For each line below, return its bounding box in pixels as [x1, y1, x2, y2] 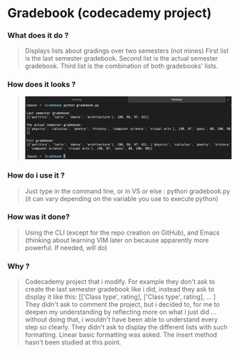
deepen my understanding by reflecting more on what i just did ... [24, 308, 217, 317]
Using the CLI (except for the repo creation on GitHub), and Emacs [24, 228, 220, 237]
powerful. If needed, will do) [24, 243, 108, 252]
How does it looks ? [7, 80, 76, 90]
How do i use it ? [7, 170, 65, 180]
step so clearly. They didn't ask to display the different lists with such [24, 323, 228, 332]
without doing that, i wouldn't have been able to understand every [24, 315, 218, 324]
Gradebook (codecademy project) [7, 5, 212, 21]
